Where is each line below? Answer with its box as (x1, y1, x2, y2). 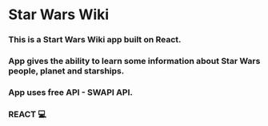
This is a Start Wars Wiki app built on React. (8, 34, 182, 45)
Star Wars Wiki (8, 6, 110, 24)
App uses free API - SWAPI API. (8, 86, 134, 97)
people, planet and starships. (8, 65, 125, 77)
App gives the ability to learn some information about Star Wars (8, 56, 261, 67)
